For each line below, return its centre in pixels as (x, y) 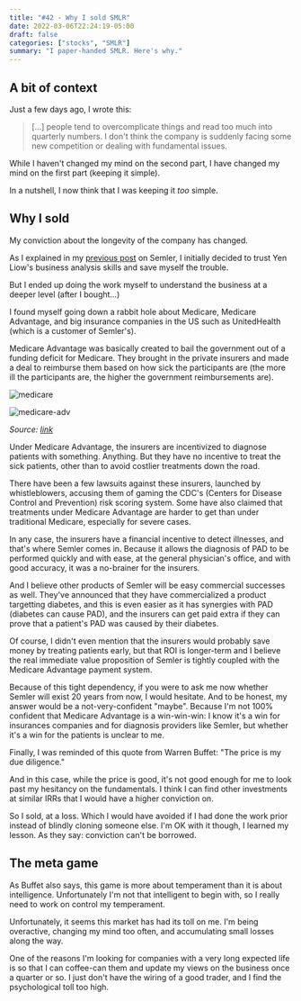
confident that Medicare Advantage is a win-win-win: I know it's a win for (145, 716)
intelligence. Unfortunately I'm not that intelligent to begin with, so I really (145, 894)
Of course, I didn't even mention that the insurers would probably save (140, 641)
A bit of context (53, 88)
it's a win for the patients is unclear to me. (87, 735)
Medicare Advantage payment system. (81, 669)
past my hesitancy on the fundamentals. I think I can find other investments (148, 789)
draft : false (34, 34)
